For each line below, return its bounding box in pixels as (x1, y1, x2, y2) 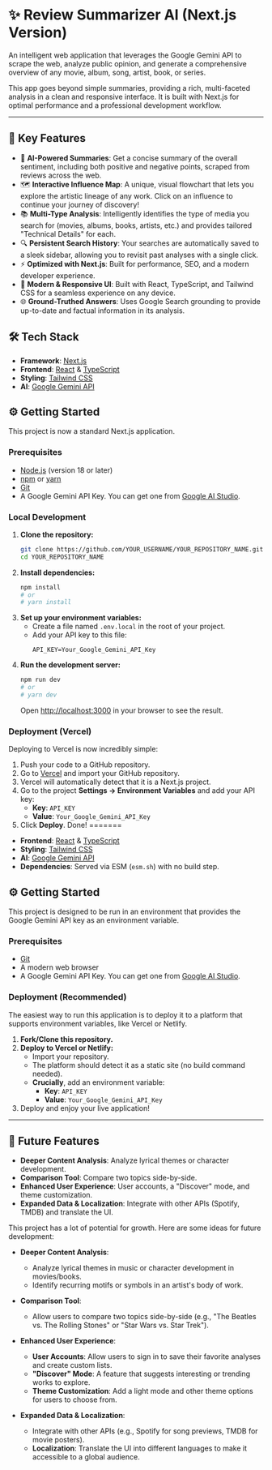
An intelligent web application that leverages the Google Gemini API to (8, 50, 242, 60)
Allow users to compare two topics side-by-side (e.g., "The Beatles (32, 1312, 257, 1322)
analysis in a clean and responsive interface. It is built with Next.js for (8, 92, 240, 101)
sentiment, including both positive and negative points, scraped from (19, 161, 250, 171)
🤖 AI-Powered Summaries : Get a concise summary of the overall (19, 152, 238, 163)
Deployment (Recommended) (8, 992, 127, 1003)
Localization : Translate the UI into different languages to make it (32, 1443, 248, 1453)
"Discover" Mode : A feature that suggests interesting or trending (32, 1369, 251, 1379)
